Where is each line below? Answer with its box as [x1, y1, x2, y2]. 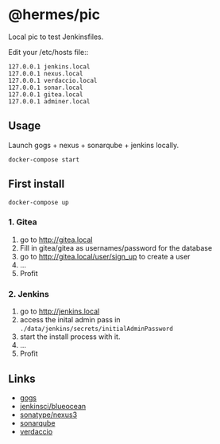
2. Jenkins [8, 288, 49, 299]
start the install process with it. [19, 332, 121, 341]
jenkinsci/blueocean [19, 401, 87, 411]
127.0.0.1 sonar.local [8, 84, 83, 92]
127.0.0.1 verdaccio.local [8, 76, 98, 84]
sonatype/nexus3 [19, 410, 78, 419]
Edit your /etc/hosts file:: [8, 47, 89, 56]
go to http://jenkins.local [19, 306, 100, 316]
